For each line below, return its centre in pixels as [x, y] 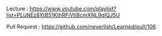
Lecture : [17, 9]
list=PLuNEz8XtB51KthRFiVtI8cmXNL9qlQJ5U [63, 15]
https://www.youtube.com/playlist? [73, 9]
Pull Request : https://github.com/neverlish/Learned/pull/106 [81, 27]
